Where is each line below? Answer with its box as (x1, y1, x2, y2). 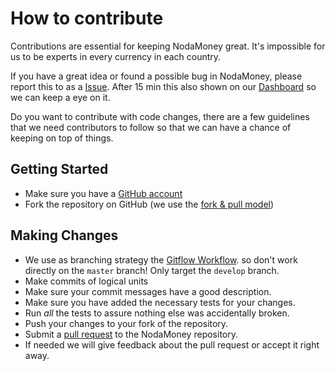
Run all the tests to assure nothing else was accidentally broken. (24, 307, 290, 319)
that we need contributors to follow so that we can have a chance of (10, 121, 292, 133)
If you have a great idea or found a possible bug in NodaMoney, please (10, 70, 303, 82)
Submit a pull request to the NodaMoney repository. (24, 328, 238, 340)
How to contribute (10, 7, 164, 30)
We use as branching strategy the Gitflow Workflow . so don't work (24, 253, 298, 266)
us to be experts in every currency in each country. (10, 50, 222, 62)
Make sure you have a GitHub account (24, 187, 183, 199)
